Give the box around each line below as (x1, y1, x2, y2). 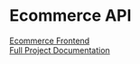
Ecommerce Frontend (9, 35, 90, 46)
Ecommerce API (9, 5, 132, 26)
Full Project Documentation (9, 44, 110, 55)
